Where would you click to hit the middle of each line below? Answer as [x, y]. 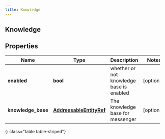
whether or [123, 68]
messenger [123, 119]
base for [120, 113]
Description [124, 60]
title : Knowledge [23, 10]
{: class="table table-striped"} [36, 131]
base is [119, 86]
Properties [22, 46]
